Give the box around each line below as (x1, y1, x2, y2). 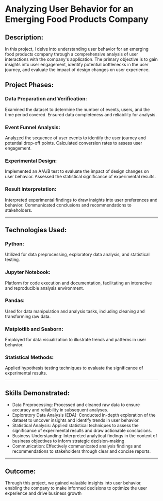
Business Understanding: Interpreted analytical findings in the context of (12, 433, 158, 439)
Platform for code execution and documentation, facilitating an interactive (5, 280, 152, 286)
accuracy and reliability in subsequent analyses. (12, 407, 108, 413)
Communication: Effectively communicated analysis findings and (12, 443, 142, 449)
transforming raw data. (5, 313, 51, 319)
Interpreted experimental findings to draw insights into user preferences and (5, 197, 158, 203)
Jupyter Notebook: (5, 269, 51, 276)
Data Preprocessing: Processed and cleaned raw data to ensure (12, 402, 140, 408)
